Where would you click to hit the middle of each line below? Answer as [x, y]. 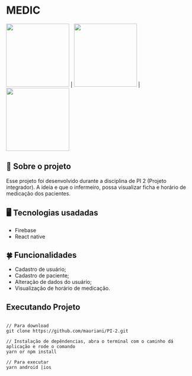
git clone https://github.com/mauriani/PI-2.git [67, 331]
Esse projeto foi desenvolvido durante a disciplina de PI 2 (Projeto [87, 181]
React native [30, 236]
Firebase [25, 230]
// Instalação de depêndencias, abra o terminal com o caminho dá [90, 342]
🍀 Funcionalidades [41, 255]
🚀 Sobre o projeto [39, 167]
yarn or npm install [32, 352]
